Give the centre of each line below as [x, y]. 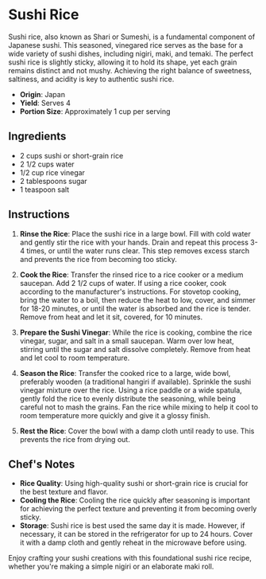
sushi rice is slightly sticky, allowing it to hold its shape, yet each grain [123, 62]
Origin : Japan [42, 94]
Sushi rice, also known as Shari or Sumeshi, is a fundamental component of [132, 37]
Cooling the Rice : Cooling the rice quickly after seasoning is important [135, 500]
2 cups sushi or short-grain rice [71, 155]
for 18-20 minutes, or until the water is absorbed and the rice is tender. [135, 308]
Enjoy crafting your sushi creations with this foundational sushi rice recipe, [130, 558]
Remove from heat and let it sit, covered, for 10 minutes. [111, 317]
